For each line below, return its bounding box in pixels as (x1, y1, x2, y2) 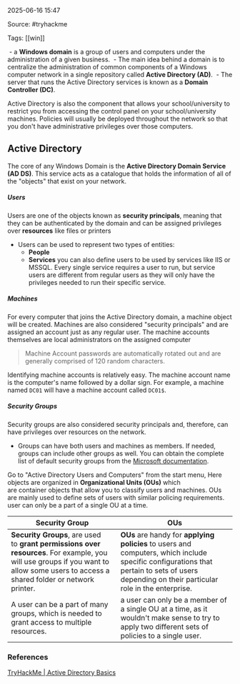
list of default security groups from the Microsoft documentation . (17, 456, 209, 465)
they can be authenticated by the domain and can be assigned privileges (7, 218, 222, 227)
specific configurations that (120, 556, 213, 566)
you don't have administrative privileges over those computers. (7, 122, 194, 131)
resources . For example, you (11, 548, 108, 558)
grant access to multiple (11, 617, 92, 627)
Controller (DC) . (7, 86, 56, 94)
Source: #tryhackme (7, 20, 68, 28)
